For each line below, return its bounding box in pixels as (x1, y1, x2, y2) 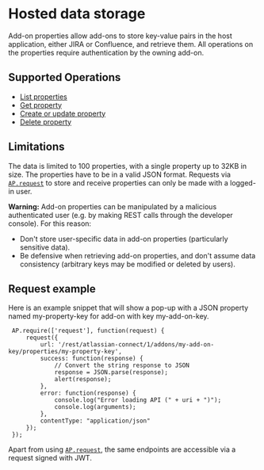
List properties (19, 92, 67, 101)
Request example (8, 282, 97, 296)
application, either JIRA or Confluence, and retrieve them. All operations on (8, 39, 254, 48)
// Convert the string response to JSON (54, 361, 190, 369)
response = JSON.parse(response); (54, 369, 169, 376)
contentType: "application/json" (40, 417, 151, 425)
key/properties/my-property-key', (8, 348, 123, 356)
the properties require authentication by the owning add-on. (8, 48, 205, 57)
